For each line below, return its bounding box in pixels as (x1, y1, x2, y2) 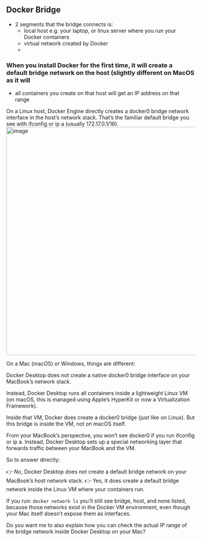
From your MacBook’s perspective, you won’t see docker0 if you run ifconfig (6, 432, 195, 439)
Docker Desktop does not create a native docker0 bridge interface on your (6, 372, 190, 379)
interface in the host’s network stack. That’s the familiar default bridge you (6, 114, 190, 121)
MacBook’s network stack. (6, 378, 72, 385)
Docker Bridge (6, 5, 61, 15)
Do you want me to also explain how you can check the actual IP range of (6, 522, 187, 529)
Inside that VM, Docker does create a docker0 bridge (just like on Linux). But (6, 414, 195, 421)
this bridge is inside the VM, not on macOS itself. (6, 420, 127, 427)
